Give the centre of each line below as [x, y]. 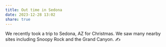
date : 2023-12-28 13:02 [30, 15]
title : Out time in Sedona [34, 10]
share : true [18, 19]
